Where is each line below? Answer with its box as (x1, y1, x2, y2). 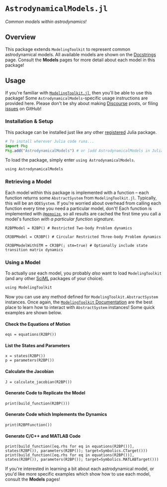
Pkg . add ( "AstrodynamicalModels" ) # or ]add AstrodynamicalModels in (5, 148, 150, 153)
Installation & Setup (5, 118, 54, 125)
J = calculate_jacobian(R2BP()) (5, 380, 72, 385)
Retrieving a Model (5, 178, 52, 185)
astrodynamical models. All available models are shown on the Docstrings (5, 51, 157, 57)
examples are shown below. (5, 310, 62, 316)
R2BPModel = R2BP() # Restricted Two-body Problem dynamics (5, 225, 133, 230)
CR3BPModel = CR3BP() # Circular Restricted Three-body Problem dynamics (5, 234, 162, 239)
